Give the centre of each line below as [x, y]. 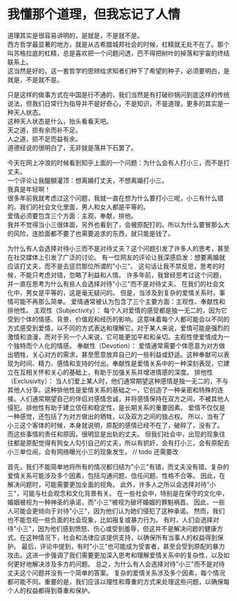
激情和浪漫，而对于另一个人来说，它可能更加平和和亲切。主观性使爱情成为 [115, 337]
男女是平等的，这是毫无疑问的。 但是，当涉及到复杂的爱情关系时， [122, 292]
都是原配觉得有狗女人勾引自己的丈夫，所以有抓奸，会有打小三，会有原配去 [121, 443]
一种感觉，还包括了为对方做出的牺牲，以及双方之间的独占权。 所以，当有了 [116, 416]
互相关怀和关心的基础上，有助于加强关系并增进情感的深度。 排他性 [116, 372]
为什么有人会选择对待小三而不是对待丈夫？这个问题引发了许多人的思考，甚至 [119, 248]
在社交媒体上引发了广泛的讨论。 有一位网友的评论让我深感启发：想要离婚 [113, 257]
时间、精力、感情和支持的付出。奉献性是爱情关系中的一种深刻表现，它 [121, 363]
